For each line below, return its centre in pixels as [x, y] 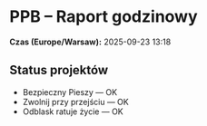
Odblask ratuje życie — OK [73, 111]
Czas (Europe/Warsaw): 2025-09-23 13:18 [90, 42]
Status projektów [59, 70]
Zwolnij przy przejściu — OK [75, 102]
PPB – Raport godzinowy [103, 17]
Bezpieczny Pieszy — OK [70, 92]
